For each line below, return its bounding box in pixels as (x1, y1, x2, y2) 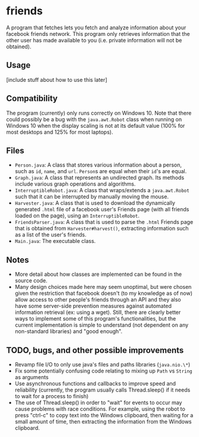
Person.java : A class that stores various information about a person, (14, 161, 182, 168)
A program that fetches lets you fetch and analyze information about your (6, 24, 186, 31)
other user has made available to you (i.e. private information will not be (6, 36, 182, 44)
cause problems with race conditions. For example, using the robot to (14, 405, 186, 413)
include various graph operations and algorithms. (14, 180, 136, 187)
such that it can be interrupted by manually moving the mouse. (14, 193, 169, 201)
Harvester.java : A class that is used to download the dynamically (14, 199, 176, 207)
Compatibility (6, 94, 58, 104)
